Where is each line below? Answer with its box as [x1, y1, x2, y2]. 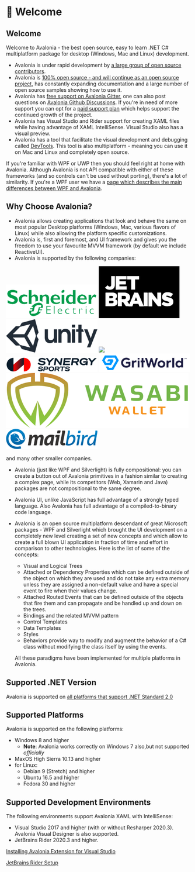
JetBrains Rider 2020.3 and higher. [14, 836, 99, 844]
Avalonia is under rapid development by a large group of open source [14, 61, 182, 68]
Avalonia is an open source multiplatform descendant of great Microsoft [14, 520, 187, 527]
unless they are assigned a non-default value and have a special [23, 581, 178, 588]
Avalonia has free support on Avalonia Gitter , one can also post [14, 93, 166, 99]
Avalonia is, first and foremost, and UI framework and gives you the [14, 236, 177, 243]
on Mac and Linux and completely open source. [14, 149, 130, 156]
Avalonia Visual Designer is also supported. [14, 830, 119, 837]
